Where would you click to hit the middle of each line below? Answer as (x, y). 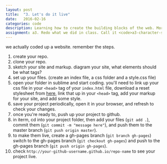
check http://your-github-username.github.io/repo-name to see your (84, 151)
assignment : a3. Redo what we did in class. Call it (61, 33)
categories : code (24, 24)
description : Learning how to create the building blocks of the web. (80, 28)
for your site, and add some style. (47, 99)
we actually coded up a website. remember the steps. (60, 47)
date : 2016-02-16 (26, 19)
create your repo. (30, 56)
